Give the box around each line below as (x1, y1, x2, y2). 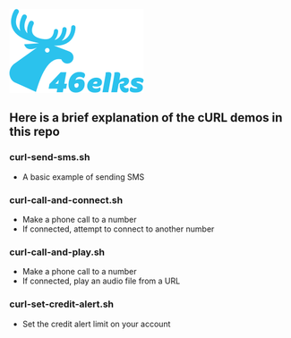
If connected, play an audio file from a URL (21, 275, 181, 286)
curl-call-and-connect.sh (9, 193, 124, 206)
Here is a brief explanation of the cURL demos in (9, 110, 283, 125)
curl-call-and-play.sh (9, 246, 106, 258)
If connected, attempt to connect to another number (21, 224, 215, 234)
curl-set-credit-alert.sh (9, 298, 115, 310)
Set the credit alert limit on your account (21, 318, 171, 329)
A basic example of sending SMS (21, 171, 145, 182)
